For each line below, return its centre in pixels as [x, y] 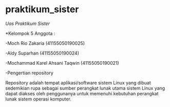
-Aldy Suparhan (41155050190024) [42, 53]
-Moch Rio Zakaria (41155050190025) [45, 43]
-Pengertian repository [30, 73]
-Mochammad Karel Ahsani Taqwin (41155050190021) [62, 63]
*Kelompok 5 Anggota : [30, 33]
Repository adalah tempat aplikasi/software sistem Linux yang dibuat [78, 83]
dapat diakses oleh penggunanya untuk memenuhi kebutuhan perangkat [82, 93]
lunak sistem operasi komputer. [39, 99]
